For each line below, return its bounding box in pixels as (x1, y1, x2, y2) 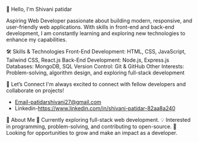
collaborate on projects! (6, 87, 64, 94)
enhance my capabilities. (6, 36, 67, 43)
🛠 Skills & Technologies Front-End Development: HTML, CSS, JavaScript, (6, 48, 186, 55)
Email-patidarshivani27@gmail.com (14, 99, 102, 105)
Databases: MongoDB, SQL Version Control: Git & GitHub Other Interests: (6, 63, 184, 70)
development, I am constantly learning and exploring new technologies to (6, 30, 186, 37)
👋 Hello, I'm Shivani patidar (6, 6, 72, 12)
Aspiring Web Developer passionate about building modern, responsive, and (6, 17, 193, 24)
